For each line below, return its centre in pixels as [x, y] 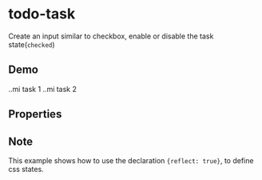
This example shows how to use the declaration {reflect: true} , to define [131, 160]
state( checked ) [32, 44]
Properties [35, 114]
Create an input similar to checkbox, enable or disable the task [111, 36]
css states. [26, 169]
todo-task [42, 14]
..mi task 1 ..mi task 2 [43, 89]
